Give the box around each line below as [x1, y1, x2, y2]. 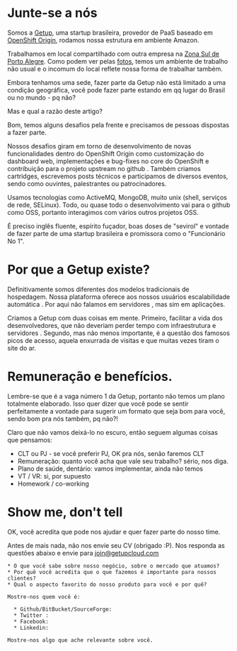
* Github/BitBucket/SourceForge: [13, 606, 112, 613]
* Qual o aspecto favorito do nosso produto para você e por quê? [7, 581, 207, 588]
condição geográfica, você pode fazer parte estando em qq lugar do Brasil [7, 86, 225, 94]
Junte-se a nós [7, 5, 98, 21]
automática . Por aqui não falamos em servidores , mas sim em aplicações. [7, 300, 226, 308]
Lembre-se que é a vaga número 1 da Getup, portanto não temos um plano [7, 392, 225, 400]
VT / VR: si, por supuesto [17, 471, 91, 480]
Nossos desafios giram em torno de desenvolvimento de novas [7, 141, 192, 150]
